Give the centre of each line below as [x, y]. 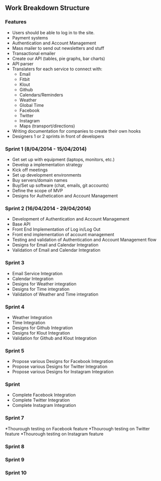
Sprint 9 [15, 460]
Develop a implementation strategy [47, 164]
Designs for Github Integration [42, 328]
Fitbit [25, 79]
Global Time [31, 105]
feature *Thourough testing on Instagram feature [54, 434]
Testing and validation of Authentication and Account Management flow [84, 240]
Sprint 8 [15, 446]
